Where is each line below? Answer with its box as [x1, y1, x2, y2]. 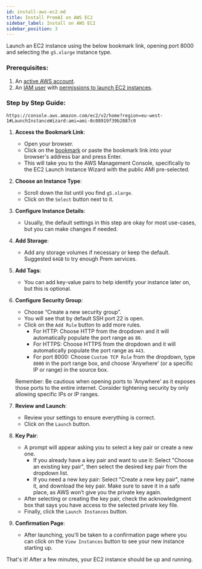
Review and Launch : [14, 402, 67, 409]
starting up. [24, 544, 53, 551]
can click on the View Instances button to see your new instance [24, 538, 185, 545]
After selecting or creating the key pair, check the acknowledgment [24, 495, 191, 502]
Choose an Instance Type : [14, 177, 83, 185]
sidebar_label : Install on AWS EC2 [6, 20, 96, 26]
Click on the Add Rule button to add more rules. [24, 321, 142, 328]
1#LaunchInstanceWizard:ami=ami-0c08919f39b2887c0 [6, 118, 136, 124]
